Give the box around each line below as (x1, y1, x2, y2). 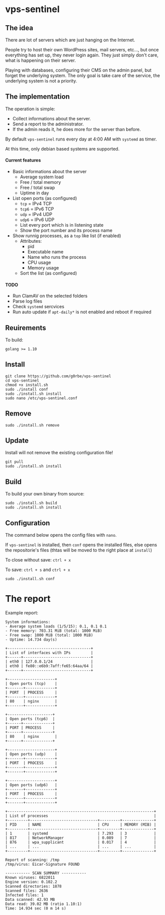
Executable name (27, 249, 64, 255)
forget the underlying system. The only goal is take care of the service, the (5, 73, 160, 79)
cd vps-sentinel (5, 378, 39, 383)
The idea (5, 24, 34, 32)
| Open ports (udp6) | (5, 783, 57, 788)
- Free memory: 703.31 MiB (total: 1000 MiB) (5, 628, 102, 634)
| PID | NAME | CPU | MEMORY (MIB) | (5, 822, 156, 827)
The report (5, 593, 51, 605)
